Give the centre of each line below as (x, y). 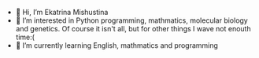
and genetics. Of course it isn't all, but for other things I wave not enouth (133, 29)
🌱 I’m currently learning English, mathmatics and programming (117, 45)
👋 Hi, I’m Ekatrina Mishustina (62, 12)
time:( (25, 37)
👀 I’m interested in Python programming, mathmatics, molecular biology (131, 20)
